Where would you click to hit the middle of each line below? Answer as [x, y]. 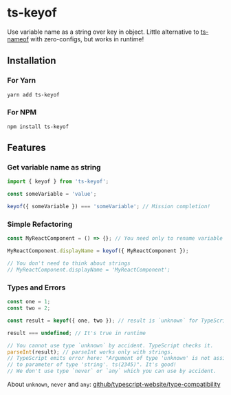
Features [26, 148]
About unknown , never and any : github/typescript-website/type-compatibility [114, 385]
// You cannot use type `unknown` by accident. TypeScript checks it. [110, 345]
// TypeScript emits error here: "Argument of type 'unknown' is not [109, 358]
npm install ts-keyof [38, 126]
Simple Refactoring [40, 224]
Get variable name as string [54, 168]
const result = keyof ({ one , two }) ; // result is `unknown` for [102, 321]
